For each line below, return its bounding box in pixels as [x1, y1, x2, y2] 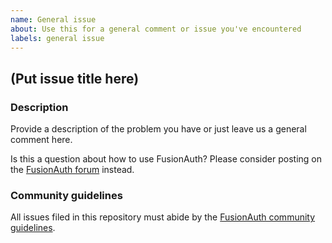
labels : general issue [10, 33, 105, 43]
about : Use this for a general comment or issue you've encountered [10, 24, 302, 34]
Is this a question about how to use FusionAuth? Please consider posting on [10, 153, 322, 165]
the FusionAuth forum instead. [10, 164, 135, 176]
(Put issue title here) [10, 70, 140, 87]
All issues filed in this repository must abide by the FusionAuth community [10, 211, 316, 223]
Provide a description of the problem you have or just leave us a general [10, 123, 307, 135]
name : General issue [10, 14, 97, 25]
